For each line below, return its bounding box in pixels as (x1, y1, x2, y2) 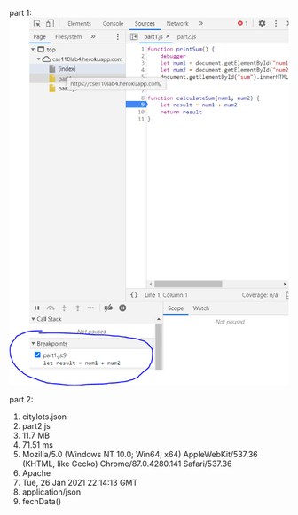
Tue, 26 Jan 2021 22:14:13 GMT (21, 477, 138, 488)
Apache (21, 467, 51, 478)
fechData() (21, 495, 62, 506)
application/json (21, 487, 82, 497)
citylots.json (21, 411, 67, 422)
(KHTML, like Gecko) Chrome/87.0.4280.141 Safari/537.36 (21, 458, 232, 469)
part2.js (21, 420, 51, 431)
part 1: (9, 8, 33, 18)
